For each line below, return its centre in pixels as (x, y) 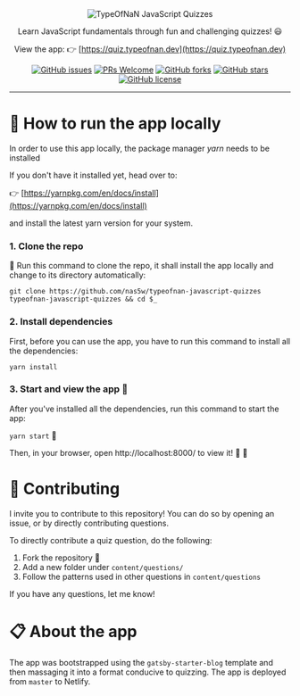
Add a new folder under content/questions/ (103, 567)
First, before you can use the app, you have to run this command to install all (150, 341)
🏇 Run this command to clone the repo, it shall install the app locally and (142, 266)
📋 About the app (73, 631)
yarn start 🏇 (33, 435)
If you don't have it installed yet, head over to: (93, 175)
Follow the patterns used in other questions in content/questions (142, 576)
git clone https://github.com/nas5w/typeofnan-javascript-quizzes (135, 292)
